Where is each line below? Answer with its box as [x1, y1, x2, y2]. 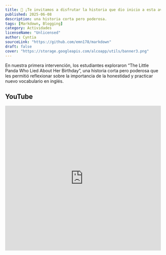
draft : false [5, 44, 32, 49]
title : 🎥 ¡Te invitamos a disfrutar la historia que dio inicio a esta [5, 7, 156, 12]
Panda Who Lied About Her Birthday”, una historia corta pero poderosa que [5, 67, 159, 73]
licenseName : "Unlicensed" [5, 30, 61, 35]
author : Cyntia [5, 35, 37, 40]
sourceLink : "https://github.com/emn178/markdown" [5, 40, 112, 45]
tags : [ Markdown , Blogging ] [5, 21, 63, 26]
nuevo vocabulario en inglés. [5, 78, 64, 84]
